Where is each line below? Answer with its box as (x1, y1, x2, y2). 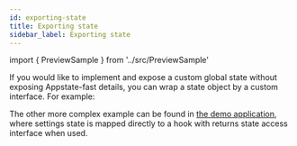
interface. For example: (9, 91, 95, 102)
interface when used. (9, 128, 88, 139)
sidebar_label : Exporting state (9, 30, 130, 39)
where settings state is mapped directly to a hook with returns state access (9, 118, 288, 129)
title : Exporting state (9, 22, 99, 31)
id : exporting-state (9, 13, 87, 23)
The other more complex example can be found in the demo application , (9, 109, 277, 120)
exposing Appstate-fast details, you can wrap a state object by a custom (9, 82, 279, 93)
